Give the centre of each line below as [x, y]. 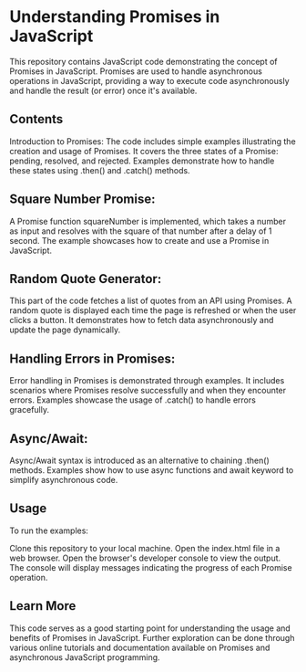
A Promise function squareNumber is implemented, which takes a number [148, 221]
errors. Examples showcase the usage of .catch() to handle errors [133, 400]
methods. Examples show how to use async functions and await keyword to [152, 470]
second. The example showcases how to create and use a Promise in [139, 240]
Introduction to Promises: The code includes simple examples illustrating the [153, 141]
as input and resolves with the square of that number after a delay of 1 [141, 231]
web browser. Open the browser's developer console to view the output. [145, 558]
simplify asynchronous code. [64, 480]
